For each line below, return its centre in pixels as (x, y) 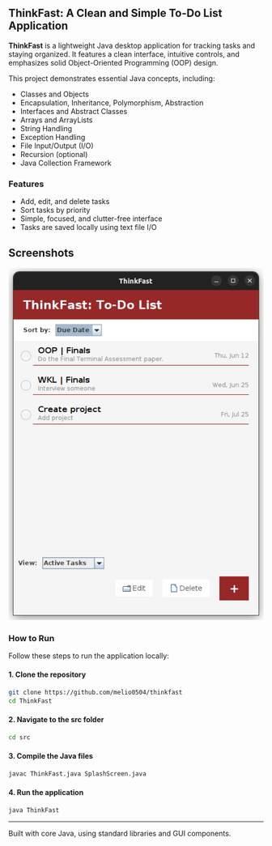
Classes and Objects (54, 94)
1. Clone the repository (47, 674)
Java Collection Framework (66, 163)
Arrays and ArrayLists (56, 120)
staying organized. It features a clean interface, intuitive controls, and (124, 54)
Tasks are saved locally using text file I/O (88, 227)
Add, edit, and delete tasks (65, 202)
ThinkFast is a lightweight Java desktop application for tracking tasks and (132, 45)
